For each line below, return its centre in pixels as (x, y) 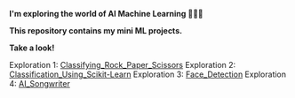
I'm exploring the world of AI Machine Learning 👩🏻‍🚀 (107, 14)
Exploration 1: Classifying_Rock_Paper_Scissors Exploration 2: (123, 65)
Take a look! (32, 48)
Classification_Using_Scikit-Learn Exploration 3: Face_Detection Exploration (148, 74)
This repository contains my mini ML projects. (96, 30)
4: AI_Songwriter (40, 83)
